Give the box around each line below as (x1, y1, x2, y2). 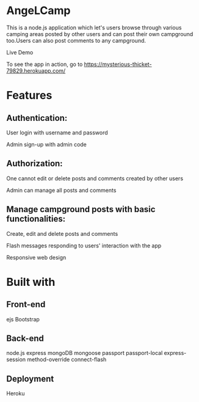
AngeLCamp (6, 4, 71, 18)
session (6, 356, 26, 364)
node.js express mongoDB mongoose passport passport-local (6, 349, 163, 357)
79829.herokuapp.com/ (6, 67, 66, 74)
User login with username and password (6, 129, 108, 136)
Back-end (6, 333, 45, 343)
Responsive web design (6, 254, 67, 261)
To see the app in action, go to (6, 60, 83, 68)
